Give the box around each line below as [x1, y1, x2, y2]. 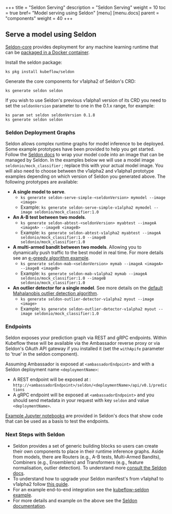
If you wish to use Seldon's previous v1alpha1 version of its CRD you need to [5, 97, 167, 103]
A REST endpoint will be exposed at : [12, 376, 91, 382]
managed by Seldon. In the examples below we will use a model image [5, 157, 155, 163]
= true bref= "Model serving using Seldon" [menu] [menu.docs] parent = [5, 10, 159, 16]
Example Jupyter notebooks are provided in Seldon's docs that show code [5, 413, 163, 419]
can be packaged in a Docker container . [5, 49, 90, 56]
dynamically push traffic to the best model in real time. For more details [12, 249, 164, 256]
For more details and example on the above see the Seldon [12, 497, 138, 503]
